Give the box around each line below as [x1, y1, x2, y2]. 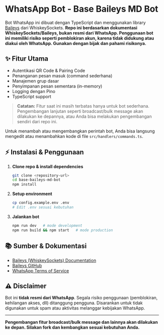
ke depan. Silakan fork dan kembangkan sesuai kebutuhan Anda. [5, 324, 140, 331]
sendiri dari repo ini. [17, 118, 58, 124]
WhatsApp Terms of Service [12, 268, 69, 273]
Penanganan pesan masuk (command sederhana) [12, 72, 113, 79]
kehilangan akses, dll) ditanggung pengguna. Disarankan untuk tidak [5, 300, 143, 306]
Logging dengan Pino [12, 88, 56, 94]
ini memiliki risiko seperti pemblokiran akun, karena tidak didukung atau [5, 35, 155, 41]
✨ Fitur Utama [5, 55, 49, 63]
